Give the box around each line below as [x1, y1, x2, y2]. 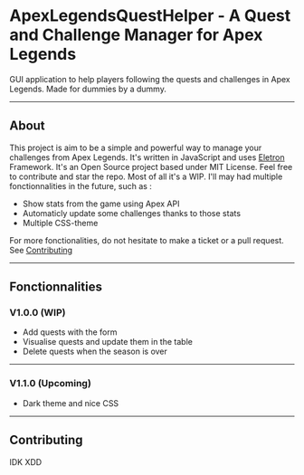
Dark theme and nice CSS [22, 397, 119, 408]
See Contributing [9, 244, 73, 255]
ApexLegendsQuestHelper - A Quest [9, 5, 291, 26]
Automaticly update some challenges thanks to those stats [22, 207, 242, 218]
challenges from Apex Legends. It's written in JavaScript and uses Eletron [9, 151, 285, 163]
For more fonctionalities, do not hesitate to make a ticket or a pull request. [9, 234, 285, 245]
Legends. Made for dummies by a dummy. [9, 83, 167, 94]
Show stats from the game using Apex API [22, 198, 180, 209]
